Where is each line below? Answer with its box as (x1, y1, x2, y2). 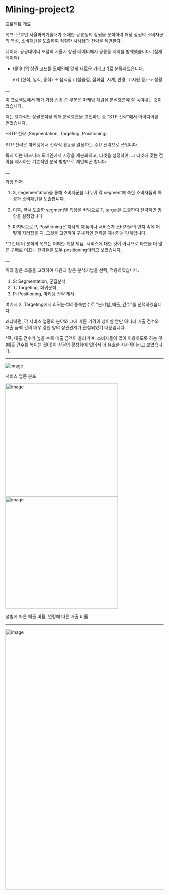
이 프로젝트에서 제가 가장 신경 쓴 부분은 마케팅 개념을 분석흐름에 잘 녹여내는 (5, 97, 153, 103)
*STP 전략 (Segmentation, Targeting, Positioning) (5, 130, 107, 136)
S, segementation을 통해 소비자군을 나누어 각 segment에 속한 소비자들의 (12, 189, 157, 195)
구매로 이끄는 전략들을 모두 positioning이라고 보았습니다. (10, 247, 122, 253)
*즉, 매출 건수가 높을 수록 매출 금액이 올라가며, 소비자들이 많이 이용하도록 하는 (5, 335, 157, 341)
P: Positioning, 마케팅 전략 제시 (12, 291, 74, 297)
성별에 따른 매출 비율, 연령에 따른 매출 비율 (5, 613, 89, 619)
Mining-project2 (5, 4, 75, 15)
